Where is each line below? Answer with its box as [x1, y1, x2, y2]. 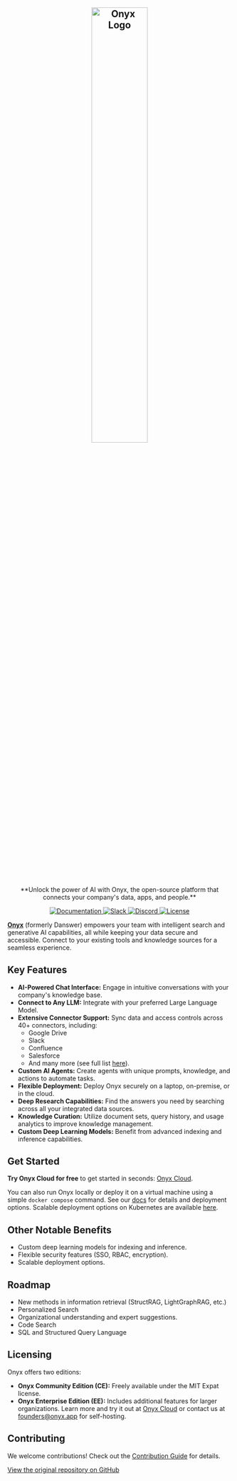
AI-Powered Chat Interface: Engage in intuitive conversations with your [17, 983, 229, 991]
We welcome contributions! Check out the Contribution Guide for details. [7, 1451, 221, 1460]
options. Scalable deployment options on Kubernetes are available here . [7, 1203, 218, 1212]
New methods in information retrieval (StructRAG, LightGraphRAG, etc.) [17, 1297, 227, 1307]
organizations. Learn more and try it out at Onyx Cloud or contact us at [17, 1404, 226, 1412]
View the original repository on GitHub [7, 1465, 120, 1474]
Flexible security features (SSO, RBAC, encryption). [17, 1250, 169, 1259]
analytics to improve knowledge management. [17, 1119, 154, 1128]
